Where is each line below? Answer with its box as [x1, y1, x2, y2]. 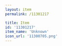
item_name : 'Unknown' [5, 30, 49, 34]
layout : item [5, 7, 32, 12]
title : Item [5, 20, 29, 25]
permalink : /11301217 [5, 12, 49, 16]
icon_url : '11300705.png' [5, 34, 58, 39]
